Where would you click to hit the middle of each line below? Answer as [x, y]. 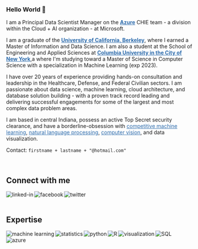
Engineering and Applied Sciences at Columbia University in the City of [94, 53]
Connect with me [38, 180]
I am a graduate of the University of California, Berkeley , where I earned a [98, 40]
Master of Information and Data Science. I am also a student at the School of [99, 46]
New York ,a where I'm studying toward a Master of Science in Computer [95, 59]
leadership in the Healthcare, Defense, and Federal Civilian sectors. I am [94, 83]
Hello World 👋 [26, 9]
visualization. [22, 139]
